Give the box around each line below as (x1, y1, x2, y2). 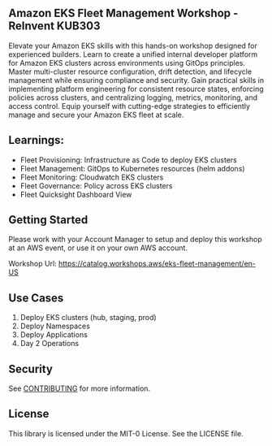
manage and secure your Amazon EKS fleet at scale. (8, 110, 184, 119)
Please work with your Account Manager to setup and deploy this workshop (8, 235, 262, 245)
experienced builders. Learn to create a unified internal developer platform (8, 49, 258, 59)
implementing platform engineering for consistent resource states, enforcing (8, 84, 264, 93)
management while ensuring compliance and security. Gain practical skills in (8, 75, 265, 84)
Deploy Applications (19, 330, 88, 340)
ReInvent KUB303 (8, 19, 101, 33)
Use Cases (8, 291, 64, 305)
